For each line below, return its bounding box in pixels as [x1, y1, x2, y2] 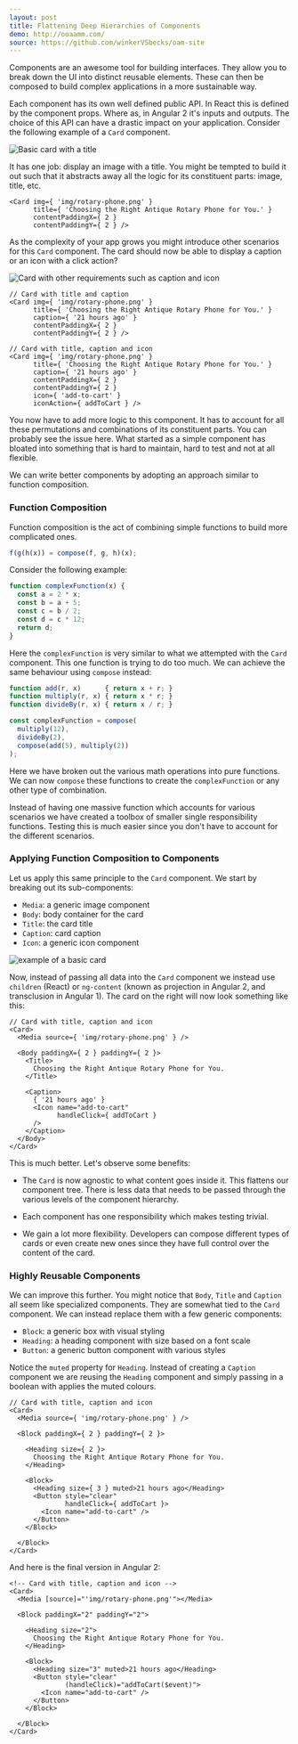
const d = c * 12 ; [17, 615, 86, 623]
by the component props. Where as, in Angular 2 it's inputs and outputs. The [9, 108, 290, 118]
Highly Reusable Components [9, 1269, 141, 1282]
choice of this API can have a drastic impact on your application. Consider [9, 118, 281, 128]
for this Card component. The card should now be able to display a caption [9, 246, 282, 257]
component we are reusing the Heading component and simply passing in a [9, 1372, 284, 1382]
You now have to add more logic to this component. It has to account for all [9, 415, 285, 426]
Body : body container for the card [21, 909, 144, 919]
